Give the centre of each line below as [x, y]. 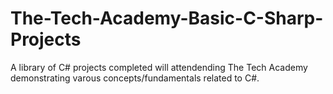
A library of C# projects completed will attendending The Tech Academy [159, 67]
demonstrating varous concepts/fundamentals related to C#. [135, 78]
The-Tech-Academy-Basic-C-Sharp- [167, 18]
